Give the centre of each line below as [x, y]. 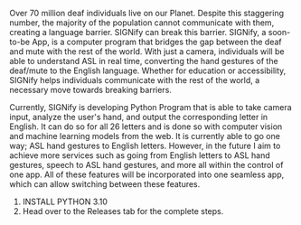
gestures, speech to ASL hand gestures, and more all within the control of [146, 165]
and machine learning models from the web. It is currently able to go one [145, 136]
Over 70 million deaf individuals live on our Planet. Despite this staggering [147, 13]
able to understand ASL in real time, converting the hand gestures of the [144, 61]
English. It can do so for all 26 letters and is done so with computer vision [146, 127]
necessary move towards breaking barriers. [90, 90]
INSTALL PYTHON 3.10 [65, 202]
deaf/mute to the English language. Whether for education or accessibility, [148, 70]
